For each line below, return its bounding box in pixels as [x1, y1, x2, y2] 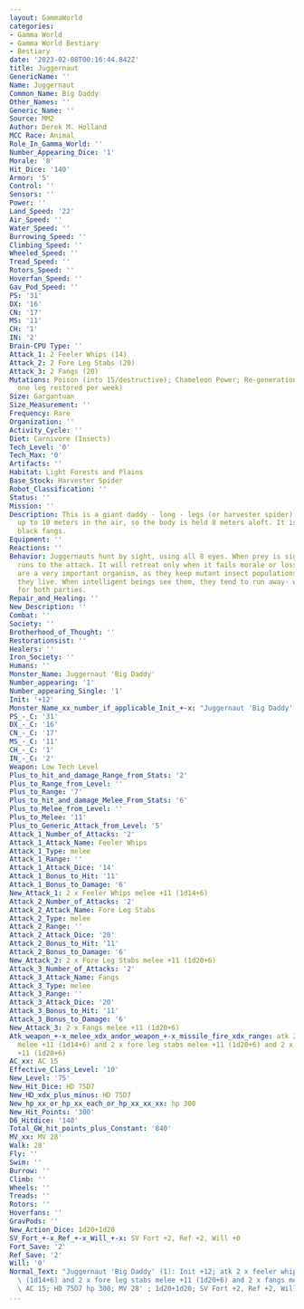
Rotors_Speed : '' [9, 266, 75, 275]
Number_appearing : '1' [9, 678, 95, 687]
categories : [9, 22, 54, 31]
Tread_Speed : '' [9, 257, 71, 267]
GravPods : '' [9, 1217, 59, 1226]
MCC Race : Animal [9, 131, 75, 140]
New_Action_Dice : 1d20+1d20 [9, 1225, 116, 1234]
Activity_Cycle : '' [9, 425, 83, 435]
